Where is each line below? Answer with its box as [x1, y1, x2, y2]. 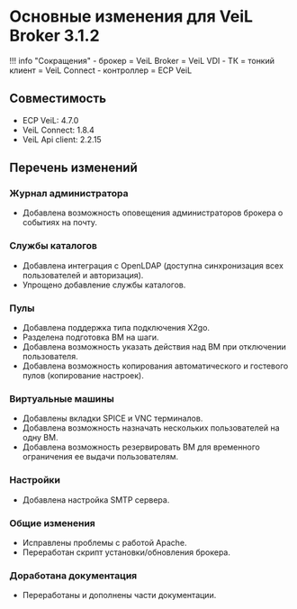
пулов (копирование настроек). [22, 370, 144, 381]
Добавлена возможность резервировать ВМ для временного [22, 441, 261, 452]
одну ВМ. [22, 432, 58, 443]
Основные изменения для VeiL [9, 6, 254, 27]
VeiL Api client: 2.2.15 [22, 133, 102, 145]
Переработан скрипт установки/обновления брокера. [22, 547, 231, 558]
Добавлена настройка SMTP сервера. [22, 494, 170, 505]
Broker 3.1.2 [9, 25, 101, 46]
